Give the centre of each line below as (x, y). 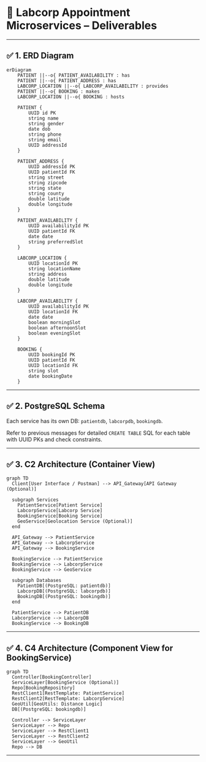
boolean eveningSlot (55, 333)
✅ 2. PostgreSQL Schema (56, 406)
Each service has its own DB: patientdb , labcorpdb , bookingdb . (85, 421)
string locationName (55, 269)
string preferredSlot (56, 242)
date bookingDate (50, 376)
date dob (40, 129)
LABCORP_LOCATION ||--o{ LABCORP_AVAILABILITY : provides (93, 86)
